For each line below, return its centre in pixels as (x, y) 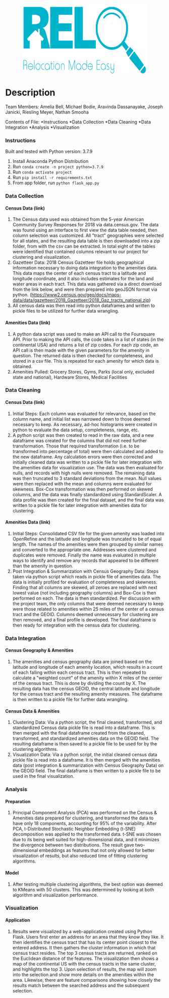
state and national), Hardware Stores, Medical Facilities (70, 377)
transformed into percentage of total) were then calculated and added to (88, 451)
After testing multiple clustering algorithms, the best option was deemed (88, 884)
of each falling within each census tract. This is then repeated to (79, 673)
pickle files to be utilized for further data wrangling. (66, 311)
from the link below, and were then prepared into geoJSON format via (85, 289)
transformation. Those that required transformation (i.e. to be (76, 446)
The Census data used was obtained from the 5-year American (78, 219)
